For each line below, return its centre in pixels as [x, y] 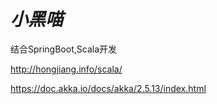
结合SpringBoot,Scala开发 [64, 49]
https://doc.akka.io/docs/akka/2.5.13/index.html [108, 88]
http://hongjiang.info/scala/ [66, 69]
